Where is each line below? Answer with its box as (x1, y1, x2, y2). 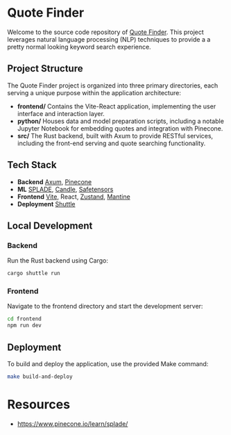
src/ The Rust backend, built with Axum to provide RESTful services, (17, 131, 214, 140)
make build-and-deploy (7, 373, 73, 380)
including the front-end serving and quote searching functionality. (17, 139, 206, 147)
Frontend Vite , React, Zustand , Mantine (17, 192, 130, 201)
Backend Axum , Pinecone (17, 177, 92, 186)
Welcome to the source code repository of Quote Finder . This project (7, 28, 205, 36)
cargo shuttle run (7, 270, 60, 277)
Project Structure (7, 63, 83, 74)
